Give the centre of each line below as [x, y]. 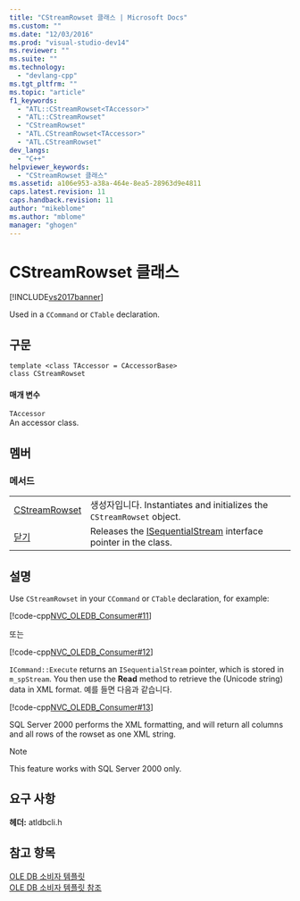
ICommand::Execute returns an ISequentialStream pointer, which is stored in [146, 669]
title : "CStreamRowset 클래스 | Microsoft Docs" [99, 17]
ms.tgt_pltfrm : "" [43, 84]
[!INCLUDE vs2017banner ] [57, 297]
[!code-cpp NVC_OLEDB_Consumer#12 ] [81, 652]
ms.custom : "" [36, 26]
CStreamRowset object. [135, 517]
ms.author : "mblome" [48, 217]
